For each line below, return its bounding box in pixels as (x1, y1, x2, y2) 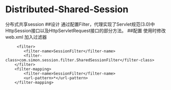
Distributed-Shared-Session (5, 4, 129, 15)
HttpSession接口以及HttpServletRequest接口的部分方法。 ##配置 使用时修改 (5, 27, 166, 34)
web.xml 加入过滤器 (5, 34, 47, 40)
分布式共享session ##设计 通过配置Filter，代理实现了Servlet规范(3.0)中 (5, 21, 155, 27)
